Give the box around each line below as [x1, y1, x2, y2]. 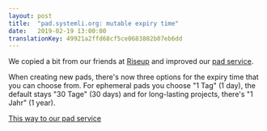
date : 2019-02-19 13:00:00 [8, 27, 107, 35]
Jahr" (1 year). [8, 98, 56, 108]
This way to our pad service [8, 114, 102, 124]
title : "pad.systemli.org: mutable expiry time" [8, 19, 180, 27]
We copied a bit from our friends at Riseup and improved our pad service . [8, 57, 254, 66]
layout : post [8, 11, 53, 20]
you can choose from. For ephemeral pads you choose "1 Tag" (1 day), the [8, 81, 256, 91]
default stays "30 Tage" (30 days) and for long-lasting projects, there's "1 [8, 90, 253, 99]
